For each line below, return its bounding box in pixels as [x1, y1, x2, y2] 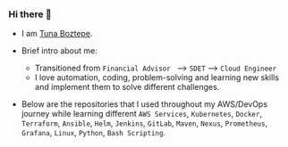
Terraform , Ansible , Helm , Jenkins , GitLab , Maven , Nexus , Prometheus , [21, 118, 268, 128]
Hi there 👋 [8, 8, 53, 20]
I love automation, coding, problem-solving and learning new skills [34, 72, 279, 83]
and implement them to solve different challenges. [34, 82, 220, 93]
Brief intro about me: [21, 45, 97, 56]
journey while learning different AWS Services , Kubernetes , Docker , [21, 109, 263, 119]
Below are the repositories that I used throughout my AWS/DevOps [21, 99, 268, 110]
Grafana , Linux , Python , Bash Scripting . [21, 127, 166, 138]
